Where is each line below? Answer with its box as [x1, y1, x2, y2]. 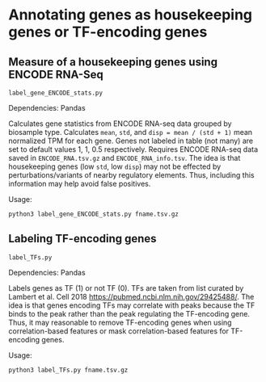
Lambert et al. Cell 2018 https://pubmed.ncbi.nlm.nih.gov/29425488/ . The [8, 292, 255, 301]
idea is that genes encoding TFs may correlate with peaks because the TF [8, 300, 255, 310]
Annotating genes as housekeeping [8, 6, 253, 24]
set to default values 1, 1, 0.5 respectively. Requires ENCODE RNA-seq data [8, 145, 259, 154]
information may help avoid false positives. [8, 179, 151, 188]
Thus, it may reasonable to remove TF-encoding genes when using [8, 317, 232, 327]
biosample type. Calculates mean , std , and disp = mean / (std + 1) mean [8, 128, 253, 136]
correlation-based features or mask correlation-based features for [8, 325, 229, 336]
